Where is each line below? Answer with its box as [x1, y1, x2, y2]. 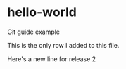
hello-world [7, 4, 77, 20]
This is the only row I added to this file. [7, 41, 120, 49]
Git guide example [7, 27, 61, 36]
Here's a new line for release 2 [7, 54, 96, 63]
